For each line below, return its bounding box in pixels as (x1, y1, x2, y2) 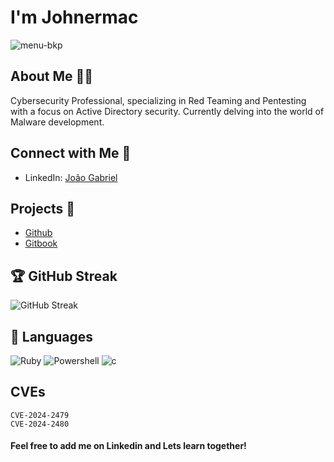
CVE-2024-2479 (10, 410, 70, 420)
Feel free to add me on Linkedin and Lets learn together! (10, 440, 247, 452)
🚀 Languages (10, 328, 93, 345)
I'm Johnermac (10, 6, 139, 29)
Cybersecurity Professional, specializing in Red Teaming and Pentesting (10, 94, 307, 106)
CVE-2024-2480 (10, 419, 70, 429)
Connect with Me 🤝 (10, 145, 132, 162)
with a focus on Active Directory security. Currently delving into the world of (10, 105, 325, 117)
